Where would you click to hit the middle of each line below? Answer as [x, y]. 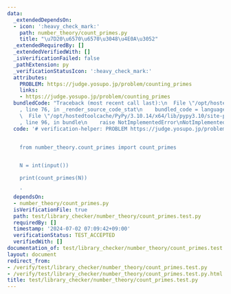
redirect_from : [29, 261]
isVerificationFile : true [51, 210]
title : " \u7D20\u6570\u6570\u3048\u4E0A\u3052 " [89, 39]
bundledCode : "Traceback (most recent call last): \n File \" [104, 103]
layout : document [32, 254]
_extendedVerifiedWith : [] [52, 52]
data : [15, 13]
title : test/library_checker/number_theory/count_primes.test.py [102, 280]
